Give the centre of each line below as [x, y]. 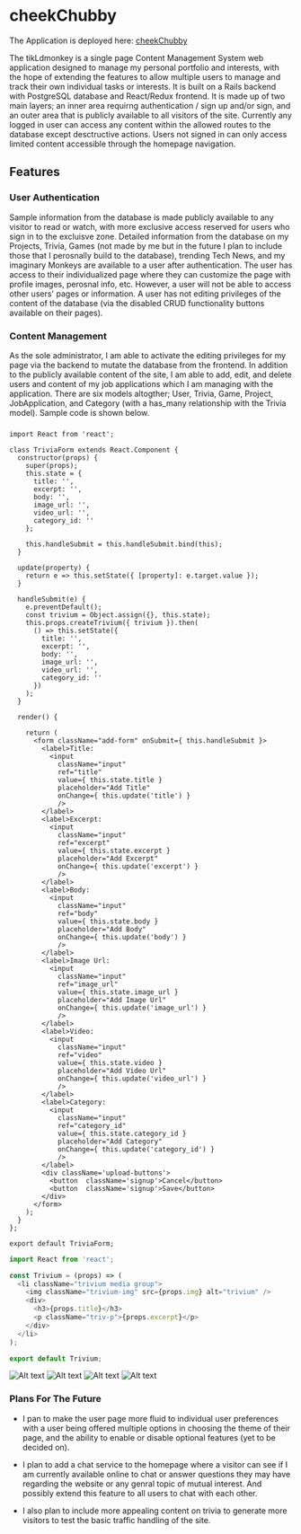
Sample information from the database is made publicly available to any [142, 217]
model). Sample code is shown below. [80, 412]
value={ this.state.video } [110, 1062]
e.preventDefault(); [64, 607]
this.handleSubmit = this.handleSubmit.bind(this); [124, 544]
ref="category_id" [92, 1125]
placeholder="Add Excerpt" [108, 859]
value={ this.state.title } [110, 780]
